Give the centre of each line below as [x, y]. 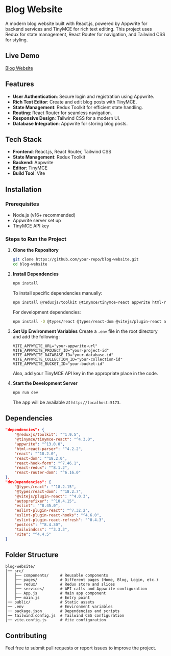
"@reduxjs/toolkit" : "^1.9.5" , [48, 435]
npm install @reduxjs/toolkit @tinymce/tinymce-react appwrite [81, 302]
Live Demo [22, 56]
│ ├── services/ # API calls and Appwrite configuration [76, 589]
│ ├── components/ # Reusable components [57, 575]
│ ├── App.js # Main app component [56, 593]
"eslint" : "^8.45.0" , [37, 506]
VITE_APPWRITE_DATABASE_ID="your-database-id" [63, 355]
